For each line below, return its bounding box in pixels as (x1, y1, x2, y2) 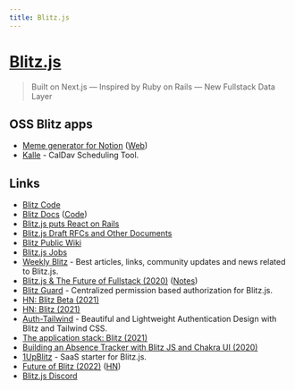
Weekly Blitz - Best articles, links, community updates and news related (21, 257, 286, 267)
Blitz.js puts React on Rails (21, 218, 120, 229)
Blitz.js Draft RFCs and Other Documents (21, 228, 173, 239)
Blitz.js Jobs (21, 247, 68, 258)
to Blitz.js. (21, 266, 59, 277)
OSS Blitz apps (9, 116, 94, 131)
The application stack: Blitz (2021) (21, 333, 148, 343)
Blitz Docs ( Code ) (21, 209, 88, 220)
